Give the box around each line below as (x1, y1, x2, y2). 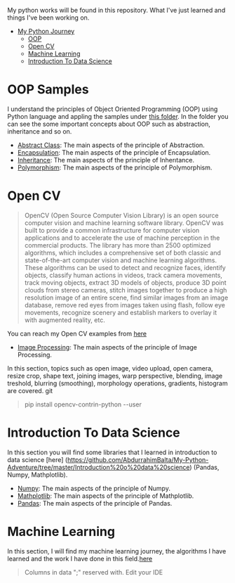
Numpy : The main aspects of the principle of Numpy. (17, 484, 170, 492)
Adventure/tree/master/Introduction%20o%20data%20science (7, 463, 190, 471)
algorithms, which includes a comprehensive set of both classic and (24, 248, 221, 257)
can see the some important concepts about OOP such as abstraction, (7, 120, 210, 128)
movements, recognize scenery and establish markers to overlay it (24, 308, 217, 316)
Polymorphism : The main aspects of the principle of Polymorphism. (17, 163, 213, 172)
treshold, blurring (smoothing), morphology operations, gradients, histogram (7, 379, 228, 387)
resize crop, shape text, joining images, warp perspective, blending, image (7, 371, 223, 380)
